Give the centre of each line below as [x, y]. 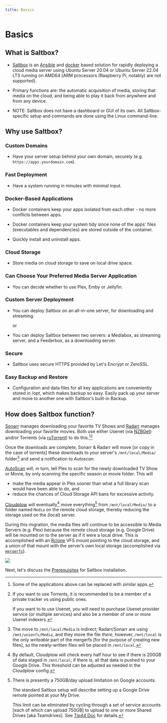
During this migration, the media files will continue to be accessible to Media [83, 525]
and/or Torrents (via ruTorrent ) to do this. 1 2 [49, 437]
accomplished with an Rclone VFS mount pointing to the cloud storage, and [82, 541]
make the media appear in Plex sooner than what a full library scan [81, 483]
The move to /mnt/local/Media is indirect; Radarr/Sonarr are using [80, 629]
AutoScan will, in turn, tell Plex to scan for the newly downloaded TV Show [82, 468]
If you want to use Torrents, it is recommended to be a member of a [82, 594]
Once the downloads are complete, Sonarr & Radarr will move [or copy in [80, 447]
